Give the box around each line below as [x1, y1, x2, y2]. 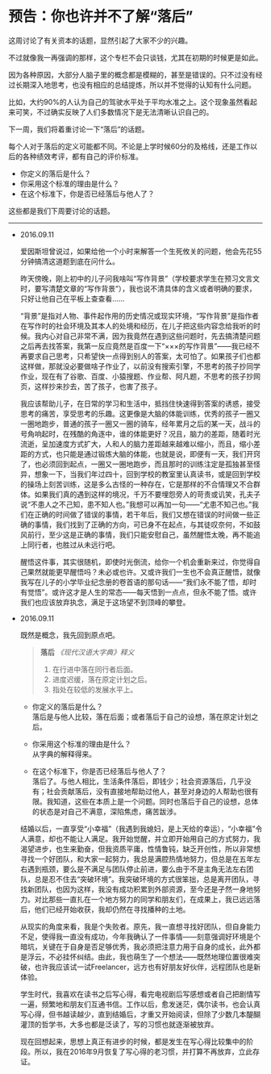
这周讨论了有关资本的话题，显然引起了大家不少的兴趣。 [8, 36, 192, 45]
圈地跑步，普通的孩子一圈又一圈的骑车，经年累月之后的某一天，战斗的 [27, 419, 261, 428]
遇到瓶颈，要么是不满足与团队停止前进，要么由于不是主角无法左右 [27, 864, 247, 874]
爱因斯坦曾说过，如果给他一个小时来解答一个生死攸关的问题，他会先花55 [19, 246, 262, 256]
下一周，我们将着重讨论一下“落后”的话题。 [8, 124, 149, 134]
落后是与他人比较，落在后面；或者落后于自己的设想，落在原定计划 [31, 712, 252, 721]
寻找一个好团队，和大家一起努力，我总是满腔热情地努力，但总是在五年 [19, 854, 254, 863]
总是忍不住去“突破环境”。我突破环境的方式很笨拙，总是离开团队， [34, 874, 253, 884]
